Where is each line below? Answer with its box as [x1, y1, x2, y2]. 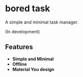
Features [5, 43, 33, 51]
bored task [5, 3, 50, 14]
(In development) [5, 28, 41, 34]
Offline [12, 61, 27, 67]
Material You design [12, 66, 54, 72]
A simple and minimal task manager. [5, 19, 79, 25]
